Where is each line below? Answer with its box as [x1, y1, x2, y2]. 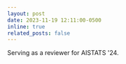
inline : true [7, 23, 45, 30]
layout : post [7, 10, 45, 17]
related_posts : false [7, 29, 71, 37]
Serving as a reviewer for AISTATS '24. [7, 49, 119, 57]
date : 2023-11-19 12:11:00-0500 [7, 17, 101, 24]
